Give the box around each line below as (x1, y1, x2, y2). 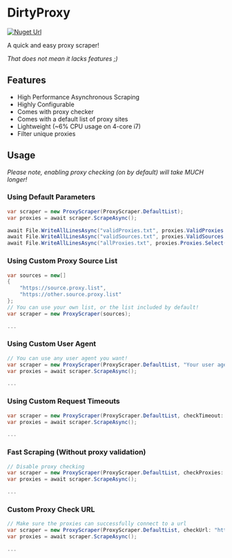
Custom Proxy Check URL (7, 504, 95, 514)
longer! (7, 175, 28, 184)
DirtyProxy (7, 5, 71, 21)
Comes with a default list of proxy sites (17, 115, 128, 123)
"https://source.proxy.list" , (19, 285, 107, 291)
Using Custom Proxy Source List (7, 256, 118, 266)
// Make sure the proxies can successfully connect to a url (7, 520, 187, 528)
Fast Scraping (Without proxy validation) (7, 448, 146, 457)
